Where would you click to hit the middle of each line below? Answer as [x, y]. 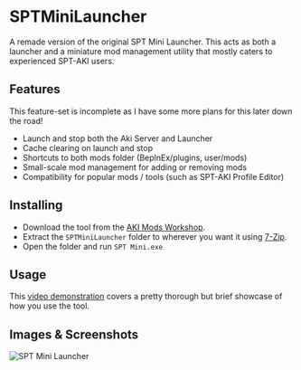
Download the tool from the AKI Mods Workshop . [114, 227]
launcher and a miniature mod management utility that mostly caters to [141, 51]
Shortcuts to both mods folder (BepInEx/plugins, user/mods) [135, 157]
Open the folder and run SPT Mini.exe [93, 246]
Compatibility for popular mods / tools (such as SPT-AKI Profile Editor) [153, 176]
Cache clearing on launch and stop [88, 147]
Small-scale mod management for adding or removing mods [134, 167]
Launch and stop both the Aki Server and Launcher [118, 138]
